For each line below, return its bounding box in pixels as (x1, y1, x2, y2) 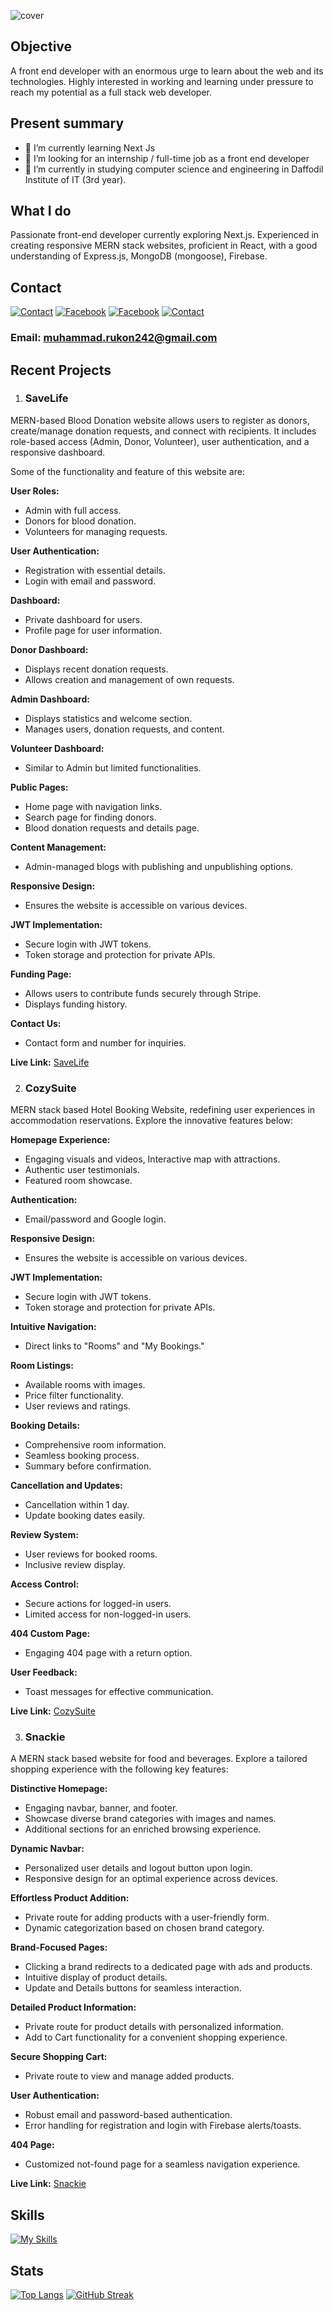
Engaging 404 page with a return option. (24, 1647, 193, 1659)
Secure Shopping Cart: (10, 2051, 108, 2063)
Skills (10, 2206, 45, 2224)
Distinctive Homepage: (10, 1783, 108, 1795)
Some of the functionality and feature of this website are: (10, 465, 245, 477)
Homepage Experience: (10, 1134, 111, 1146)
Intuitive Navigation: (10, 1321, 97, 1333)
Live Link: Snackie (10, 2178, 87, 2190)
